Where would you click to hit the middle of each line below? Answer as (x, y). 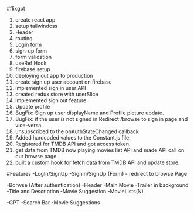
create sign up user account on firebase (63, 82)
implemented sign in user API (50, 88)
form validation (33, 57)
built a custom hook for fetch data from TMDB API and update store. (98, 162)
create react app (35, 20)
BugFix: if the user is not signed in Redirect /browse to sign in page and (101, 119)
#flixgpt (16, 8)
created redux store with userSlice (57, 94)
